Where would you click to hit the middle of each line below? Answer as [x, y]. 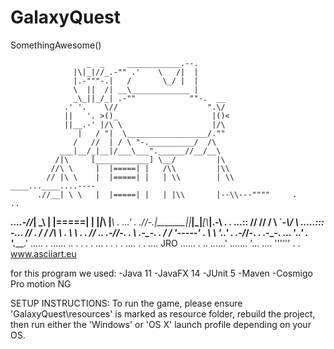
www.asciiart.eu [43, 253]
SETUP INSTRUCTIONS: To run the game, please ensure [126, 303]
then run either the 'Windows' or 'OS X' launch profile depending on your [161, 324]
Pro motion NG [41, 283]
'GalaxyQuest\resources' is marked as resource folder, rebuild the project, [163, 313]
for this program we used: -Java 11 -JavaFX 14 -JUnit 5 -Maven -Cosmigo [161, 273]
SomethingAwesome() [56, 45]
